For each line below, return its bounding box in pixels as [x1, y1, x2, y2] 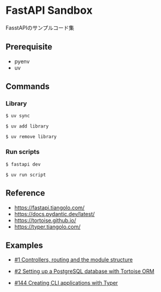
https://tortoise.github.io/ [14, 217, 77, 224]
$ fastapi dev [5, 161, 41, 168]
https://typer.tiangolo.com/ [14, 223, 81, 230]
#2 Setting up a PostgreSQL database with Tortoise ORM [14, 267, 155, 275]
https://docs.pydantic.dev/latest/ [14, 210, 95, 217]
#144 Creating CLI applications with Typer [14, 279, 118, 287]
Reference [5, 188, 45, 198]
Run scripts [5, 148, 40, 156]
